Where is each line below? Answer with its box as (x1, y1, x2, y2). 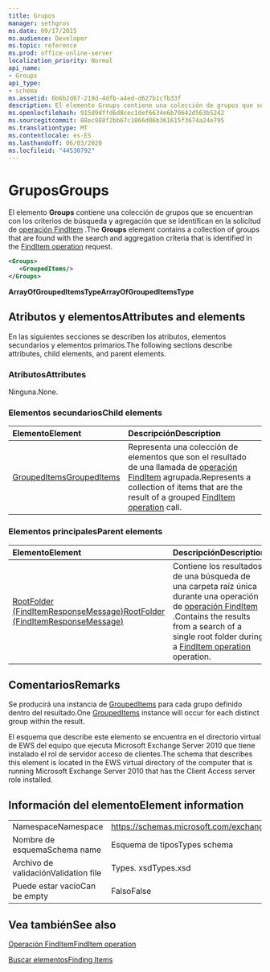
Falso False (111, 886, 152, 897)
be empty (12, 891, 49, 902)
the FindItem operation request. (8, 242, 113, 252)
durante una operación (172, 591, 259, 602)
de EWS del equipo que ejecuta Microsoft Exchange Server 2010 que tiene (8, 741, 256, 751)
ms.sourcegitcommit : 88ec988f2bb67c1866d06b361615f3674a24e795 (8, 117, 225, 125)
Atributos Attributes (8, 369, 87, 380)
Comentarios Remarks (8, 678, 121, 692)
